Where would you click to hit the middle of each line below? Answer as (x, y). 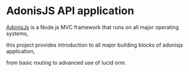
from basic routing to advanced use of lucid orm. (66, 63)
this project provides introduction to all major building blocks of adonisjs (95, 45)
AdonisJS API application (70, 11)
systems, (17, 33)
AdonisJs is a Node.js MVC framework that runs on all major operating (92, 27)
